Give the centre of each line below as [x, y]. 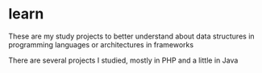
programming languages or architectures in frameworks [101, 44]
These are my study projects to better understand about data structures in [132, 36]
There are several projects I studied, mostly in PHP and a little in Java [123, 60]
